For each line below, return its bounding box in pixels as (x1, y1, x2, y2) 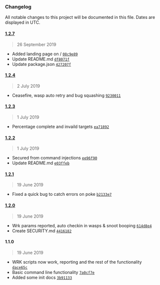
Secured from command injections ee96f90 (12, 155, 98, 161)
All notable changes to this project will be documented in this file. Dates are (5, 15, 156, 20)
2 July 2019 (16, 83, 40, 89)
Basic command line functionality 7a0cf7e (12, 269, 95, 275)
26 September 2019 (16, 41, 57, 47)
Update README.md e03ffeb (12, 160, 70, 166)
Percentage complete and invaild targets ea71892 (12, 124, 110, 129)
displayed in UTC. (5, 19, 41, 25)
